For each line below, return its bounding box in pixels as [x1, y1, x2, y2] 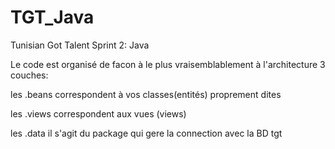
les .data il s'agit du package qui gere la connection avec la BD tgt [10, 127, 283, 139]
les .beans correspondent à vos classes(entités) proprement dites [10, 88, 282, 100]
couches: [10, 69, 49, 81]
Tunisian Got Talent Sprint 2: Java [10, 39, 150, 51]
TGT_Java [10, 6, 95, 29]
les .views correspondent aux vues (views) [10, 107, 187, 120]
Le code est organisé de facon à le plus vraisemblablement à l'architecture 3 [10, 58, 326, 70]
